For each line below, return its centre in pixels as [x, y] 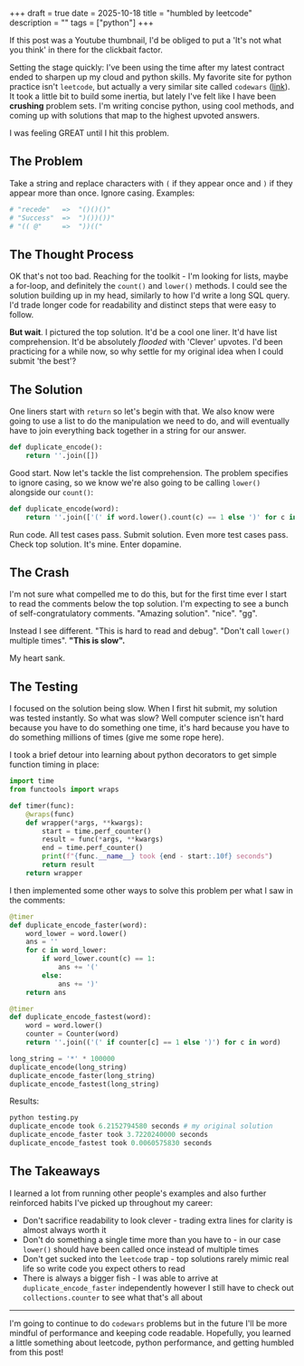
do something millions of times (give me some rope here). [117, 738]
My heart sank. [38, 658]
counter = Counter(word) [72, 1034]
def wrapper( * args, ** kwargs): [85, 823]
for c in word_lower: [66, 950]
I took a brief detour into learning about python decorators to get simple [143, 755]
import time [32, 781]
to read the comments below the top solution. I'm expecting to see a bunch [149, 604]
